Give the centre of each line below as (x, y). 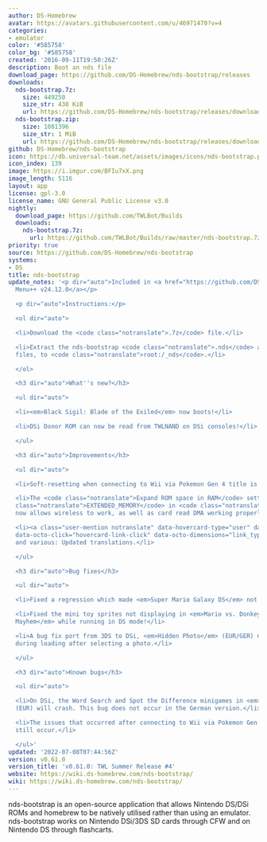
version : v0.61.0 (37, 759)
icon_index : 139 (35, 164)
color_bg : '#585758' (43, 53)
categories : (28, 30)
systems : (23, 260)
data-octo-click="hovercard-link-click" (83, 535)
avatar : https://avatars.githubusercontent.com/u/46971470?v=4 (115, 23)
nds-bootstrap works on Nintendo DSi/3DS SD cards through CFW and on (129, 820)
